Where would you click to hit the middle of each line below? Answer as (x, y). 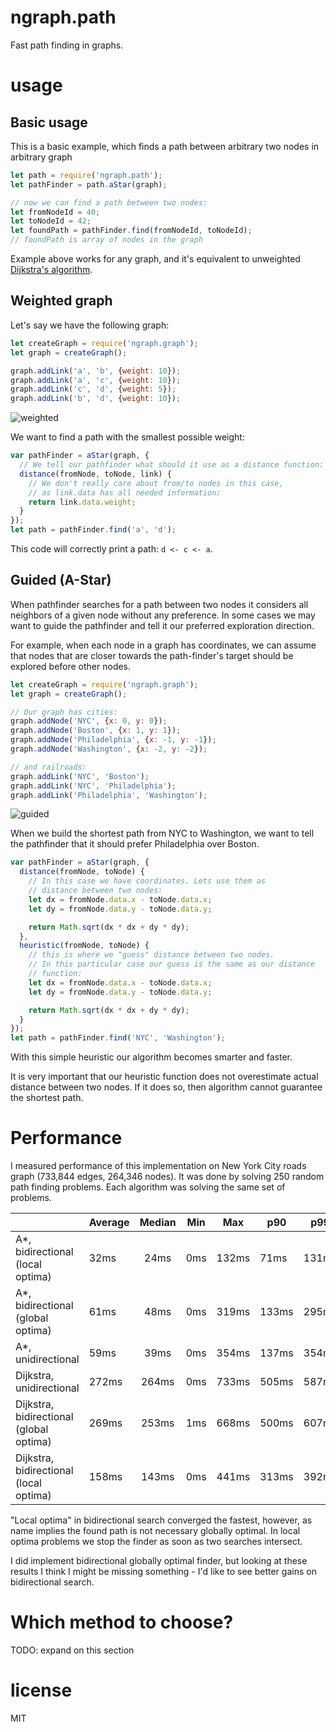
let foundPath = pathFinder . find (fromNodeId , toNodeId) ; (131, 231)
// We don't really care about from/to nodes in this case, (156, 483)
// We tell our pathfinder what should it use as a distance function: (172, 465)
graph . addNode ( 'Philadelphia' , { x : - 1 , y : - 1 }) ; (113, 740)
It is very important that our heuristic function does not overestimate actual (164, 1077)
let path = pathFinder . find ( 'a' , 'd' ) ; (93, 530)
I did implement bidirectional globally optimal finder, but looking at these (159, 1561)
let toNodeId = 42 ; (51, 221)
